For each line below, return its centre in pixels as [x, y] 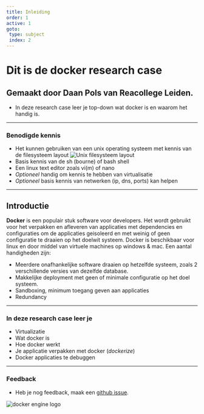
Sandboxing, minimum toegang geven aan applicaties [82, 290]
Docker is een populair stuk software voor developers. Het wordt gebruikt [99, 220]
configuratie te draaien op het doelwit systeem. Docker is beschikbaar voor [100, 240]
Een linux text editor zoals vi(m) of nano [65, 168]
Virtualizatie [30, 332]
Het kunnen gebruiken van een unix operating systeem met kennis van [103, 149]
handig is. [27, 114]
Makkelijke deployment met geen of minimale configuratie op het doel [102, 278]
